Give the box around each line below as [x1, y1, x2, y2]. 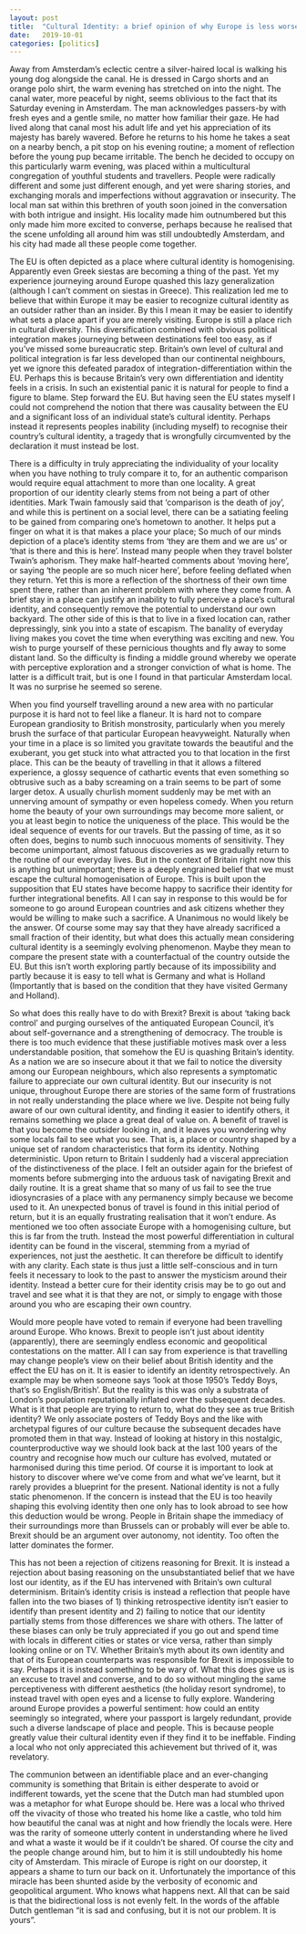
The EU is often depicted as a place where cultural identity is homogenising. [9, 257, 295, 268]
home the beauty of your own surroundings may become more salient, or [9, 805, 284, 817]
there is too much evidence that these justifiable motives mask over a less [9, 1037, 287, 1048]
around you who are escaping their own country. [9, 1298, 192, 1310]
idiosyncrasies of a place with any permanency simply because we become [9, 1193, 294, 1203]
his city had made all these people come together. [9, 238, 198, 249]
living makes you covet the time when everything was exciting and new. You [9, 633, 295, 644]
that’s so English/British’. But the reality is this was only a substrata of [9, 1384, 269, 1395]
